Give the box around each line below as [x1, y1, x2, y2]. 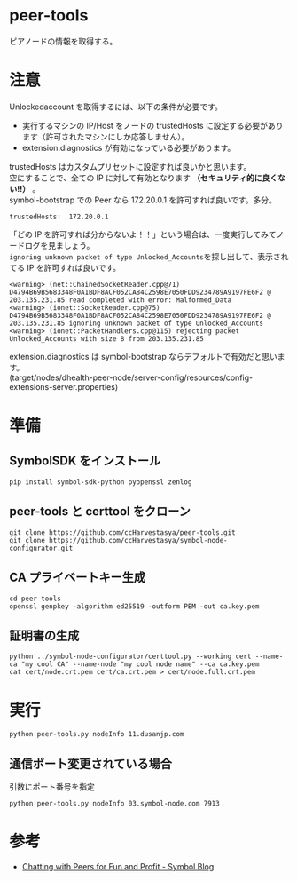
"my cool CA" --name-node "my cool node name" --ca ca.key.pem [20, 660, 260, 669]
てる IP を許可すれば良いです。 [9, 262, 121, 273]
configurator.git [9, 544, 74, 552]
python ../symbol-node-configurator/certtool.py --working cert [9, 652, 252, 662]
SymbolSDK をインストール [9, 454, 161, 469]
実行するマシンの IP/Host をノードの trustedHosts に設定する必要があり [21, 120, 284, 131]
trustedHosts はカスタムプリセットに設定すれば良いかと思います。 [9, 161, 252, 171]
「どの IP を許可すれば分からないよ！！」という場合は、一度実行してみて [9, 228, 277, 240]
